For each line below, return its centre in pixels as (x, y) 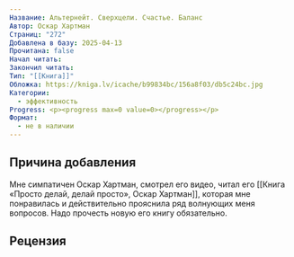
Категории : (30, 93)
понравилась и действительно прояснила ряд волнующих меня (132, 203)
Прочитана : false (42, 51)
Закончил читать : (42, 68)
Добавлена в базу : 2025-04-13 (66, 43)
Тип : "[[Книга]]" (42, 76)
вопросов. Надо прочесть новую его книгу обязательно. (118, 213)
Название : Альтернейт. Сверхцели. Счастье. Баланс (106, 18)
